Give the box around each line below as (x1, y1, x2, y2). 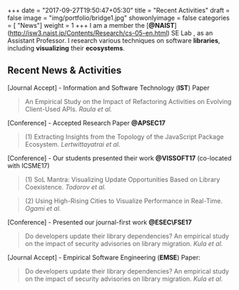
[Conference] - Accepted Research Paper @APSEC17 (7, 118, 166, 127)
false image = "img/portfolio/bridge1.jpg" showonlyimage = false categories (7, 14, 230, 22)
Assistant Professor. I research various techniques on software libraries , (7, 36, 220, 45)
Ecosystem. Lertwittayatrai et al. (24, 140, 121, 148)
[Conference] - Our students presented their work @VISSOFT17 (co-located (7, 153, 232, 162)
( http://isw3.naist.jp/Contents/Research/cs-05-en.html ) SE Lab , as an (7, 29, 213, 37)
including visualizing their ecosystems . (7, 44, 125, 52)
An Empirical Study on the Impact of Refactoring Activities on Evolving (24, 97, 232, 105)
